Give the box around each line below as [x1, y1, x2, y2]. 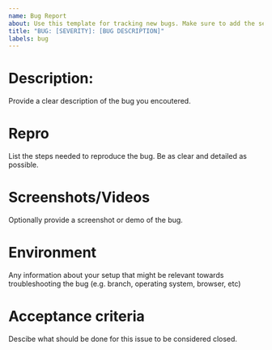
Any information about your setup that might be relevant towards [8, 271, 224, 280]
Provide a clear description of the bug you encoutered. [8, 96, 192, 106]
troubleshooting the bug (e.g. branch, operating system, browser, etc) [8, 279, 241, 288]
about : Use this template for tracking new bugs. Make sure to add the [8, 19, 255, 28]
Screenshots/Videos [8, 188, 151, 207]
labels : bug [8, 34, 49, 43]
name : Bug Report [8, 11, 67, 20]
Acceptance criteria [8, 307, 146, 326]
